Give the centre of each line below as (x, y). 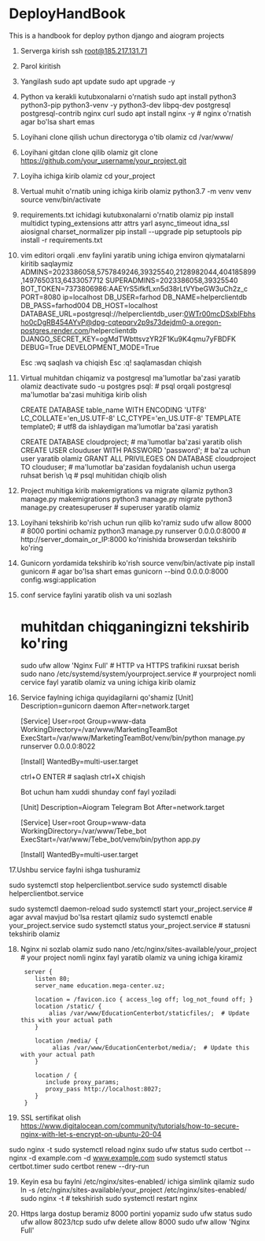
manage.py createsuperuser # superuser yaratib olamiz (110, 507)
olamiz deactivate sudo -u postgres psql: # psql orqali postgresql (125, 386)
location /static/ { (68, 1006)
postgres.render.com (54, 330)
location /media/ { (67, 1041)
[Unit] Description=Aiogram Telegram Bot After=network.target (122, 807)
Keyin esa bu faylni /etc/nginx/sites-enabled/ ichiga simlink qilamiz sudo (137, 1181)
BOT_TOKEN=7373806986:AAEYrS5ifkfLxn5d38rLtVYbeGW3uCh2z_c (134, 288)
